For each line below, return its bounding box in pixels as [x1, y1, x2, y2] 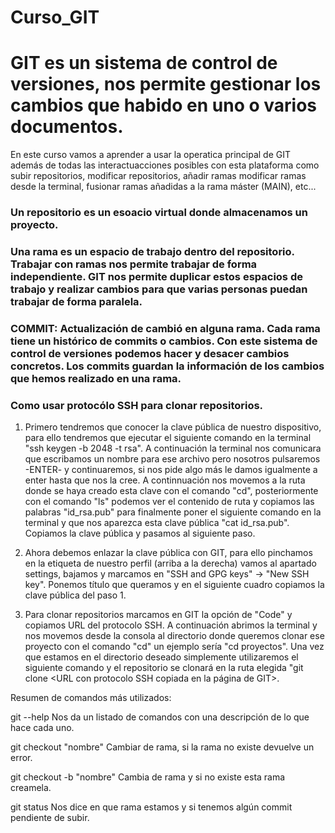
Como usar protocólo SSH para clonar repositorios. [10, 398, 264, 412]
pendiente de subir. [10, 812, 90, 824]
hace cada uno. [10, 722, 75, 734]
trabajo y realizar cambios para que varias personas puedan [10, 282, 308, 296]
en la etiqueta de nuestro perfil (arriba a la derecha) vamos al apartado [24, 557, 317, 570]
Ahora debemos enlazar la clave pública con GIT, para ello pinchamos [24, 547, 313, 559]
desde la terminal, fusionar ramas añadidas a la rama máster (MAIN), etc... [10, 181, 317, 193]
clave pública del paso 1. [24, 589, 127, 601]
